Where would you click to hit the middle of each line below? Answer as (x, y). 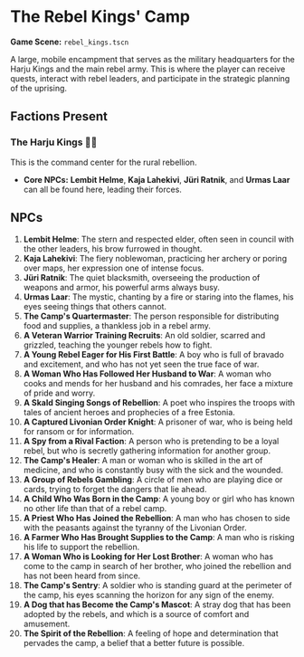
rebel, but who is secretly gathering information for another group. (147, 451)
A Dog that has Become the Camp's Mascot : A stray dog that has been (157, 605)
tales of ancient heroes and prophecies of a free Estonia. (129, 413)
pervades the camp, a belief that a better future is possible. (134, 643)
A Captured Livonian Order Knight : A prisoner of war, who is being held (158, 422)
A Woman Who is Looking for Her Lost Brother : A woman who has (148, 557)
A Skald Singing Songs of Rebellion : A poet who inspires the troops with (159, 403)
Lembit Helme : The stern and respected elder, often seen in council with (159, 239)
